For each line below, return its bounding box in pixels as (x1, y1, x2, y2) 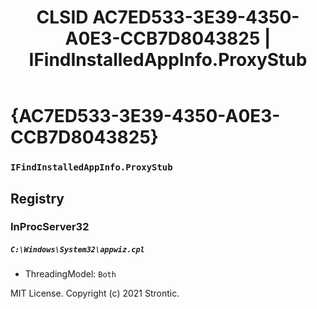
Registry (10, 190, 65, 207)
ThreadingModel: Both (24, 268, 117, 280)
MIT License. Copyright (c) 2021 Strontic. (10, 287, 180, 300)
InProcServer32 (10, 220, 90, 234)
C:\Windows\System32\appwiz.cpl (10, 245, 145, 255)
